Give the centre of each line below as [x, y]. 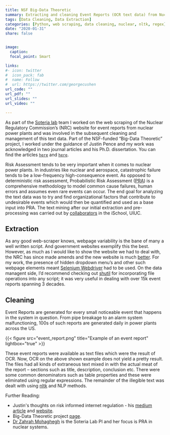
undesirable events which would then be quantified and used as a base [79, 202]
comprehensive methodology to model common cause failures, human [79, 186]
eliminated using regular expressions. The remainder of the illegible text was [85, 380]
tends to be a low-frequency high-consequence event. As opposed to [78, 175]
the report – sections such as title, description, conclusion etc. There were [83, 370]
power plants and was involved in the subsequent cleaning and [71, 133]
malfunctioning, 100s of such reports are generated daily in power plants [81, 323]
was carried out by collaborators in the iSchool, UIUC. [86, 213]
